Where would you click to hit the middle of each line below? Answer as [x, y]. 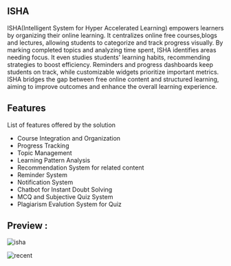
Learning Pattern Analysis [54, 160]
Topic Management [44, 153]
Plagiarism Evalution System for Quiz [69, 204]
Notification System [45, 182]
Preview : [27, 226]
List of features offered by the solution [61, 125]
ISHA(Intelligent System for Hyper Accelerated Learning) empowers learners [115, 28]
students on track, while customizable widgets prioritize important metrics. [113, 72]
